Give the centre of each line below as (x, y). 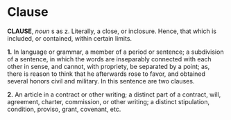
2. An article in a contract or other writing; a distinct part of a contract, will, (114, 94)
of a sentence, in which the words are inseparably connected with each (109, 59)
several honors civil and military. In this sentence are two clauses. (101, 81)
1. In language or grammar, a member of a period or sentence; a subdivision (115, 52)
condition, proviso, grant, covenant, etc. (64, 109)
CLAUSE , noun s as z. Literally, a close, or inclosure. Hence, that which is (112, 31)
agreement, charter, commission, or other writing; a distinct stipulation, (109, 101)
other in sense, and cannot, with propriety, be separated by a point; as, (109, 66)
